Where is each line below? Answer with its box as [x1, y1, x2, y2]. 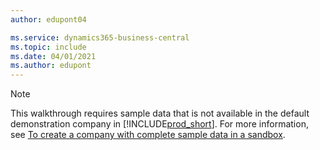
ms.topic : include [10, 42, 87, 52]
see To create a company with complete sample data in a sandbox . [10, 129, 286, 141]
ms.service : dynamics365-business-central [10, 32, 190, 43]
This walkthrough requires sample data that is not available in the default [10, 107, 310, 120]
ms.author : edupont [10, 61, 92, 71]
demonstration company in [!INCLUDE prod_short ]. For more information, [10, 118, 309, 130]
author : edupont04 [10, 14, 87, 25]
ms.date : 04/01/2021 [10, 51, 97, 61]
